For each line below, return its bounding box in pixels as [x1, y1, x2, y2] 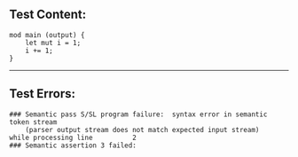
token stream [9, 117, 58, 127]
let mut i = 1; [25, 38, 82, 47]
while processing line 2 [9, 133, 137, 142]
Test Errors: [9, 86, 76, 101]
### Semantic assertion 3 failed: [9, 141, 137, 150]
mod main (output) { [9, 30, 86, 39]
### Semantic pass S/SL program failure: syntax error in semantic [9, 110, 268, 119]
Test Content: [9, 7, 87, 22]
